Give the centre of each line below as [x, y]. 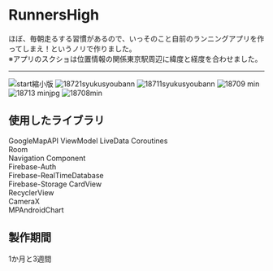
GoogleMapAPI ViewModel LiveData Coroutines [88, 141]
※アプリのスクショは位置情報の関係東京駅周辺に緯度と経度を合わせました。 [135, 59]
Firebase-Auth [32, 166]
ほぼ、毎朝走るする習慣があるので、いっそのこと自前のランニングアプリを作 [136, 38]
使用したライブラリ [56, 121]
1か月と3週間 [30, 259]
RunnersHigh [54, 15]
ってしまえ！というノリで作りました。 [72, 48]
